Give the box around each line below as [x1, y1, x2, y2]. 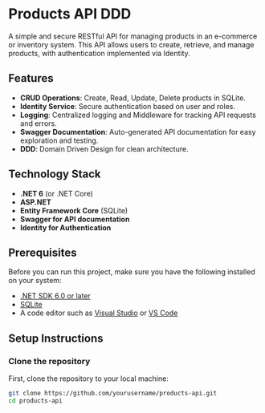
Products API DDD [8, 5, 132, 23]
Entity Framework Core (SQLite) [19, 205, 128, 215]
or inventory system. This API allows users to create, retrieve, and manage [8, 39, 255, 49]
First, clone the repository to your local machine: [8, 374, 169, 383]
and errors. [19, 118, 58, 128]
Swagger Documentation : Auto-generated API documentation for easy [19, 127, 256, 136]
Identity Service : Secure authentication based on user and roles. [19, 101, 235, 111]
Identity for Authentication [19, 222, 112, 233]
